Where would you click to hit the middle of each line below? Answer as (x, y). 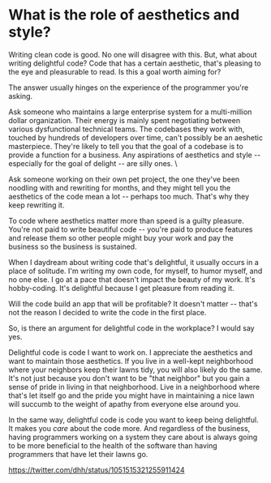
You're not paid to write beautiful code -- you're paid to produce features (131, 229)
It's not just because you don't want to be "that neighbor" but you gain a (129, 378)
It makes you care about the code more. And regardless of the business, (129, 428)
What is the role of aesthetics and (124, 15)
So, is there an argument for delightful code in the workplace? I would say (131, 328)
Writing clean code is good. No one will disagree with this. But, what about (133, 54)
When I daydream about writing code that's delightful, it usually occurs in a (134, 262)
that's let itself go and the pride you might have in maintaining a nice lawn (131, 395)
